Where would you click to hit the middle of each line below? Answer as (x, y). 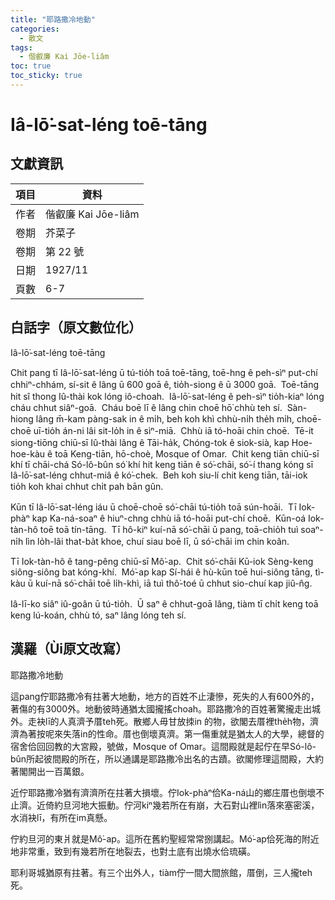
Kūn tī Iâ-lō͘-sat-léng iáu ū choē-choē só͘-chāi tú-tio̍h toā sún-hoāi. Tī (153, 507)
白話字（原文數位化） (76, 327)
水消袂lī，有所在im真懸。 (61, 817)
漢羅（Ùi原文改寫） (70, 649)
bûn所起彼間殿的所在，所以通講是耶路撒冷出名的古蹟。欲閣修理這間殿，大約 (167, 758)
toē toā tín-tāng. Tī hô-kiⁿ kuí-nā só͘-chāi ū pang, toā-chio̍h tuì (169, 529)
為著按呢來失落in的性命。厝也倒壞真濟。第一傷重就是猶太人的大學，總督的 (171, 733)
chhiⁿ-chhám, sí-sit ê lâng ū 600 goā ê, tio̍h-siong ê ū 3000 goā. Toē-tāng (165, 384)
